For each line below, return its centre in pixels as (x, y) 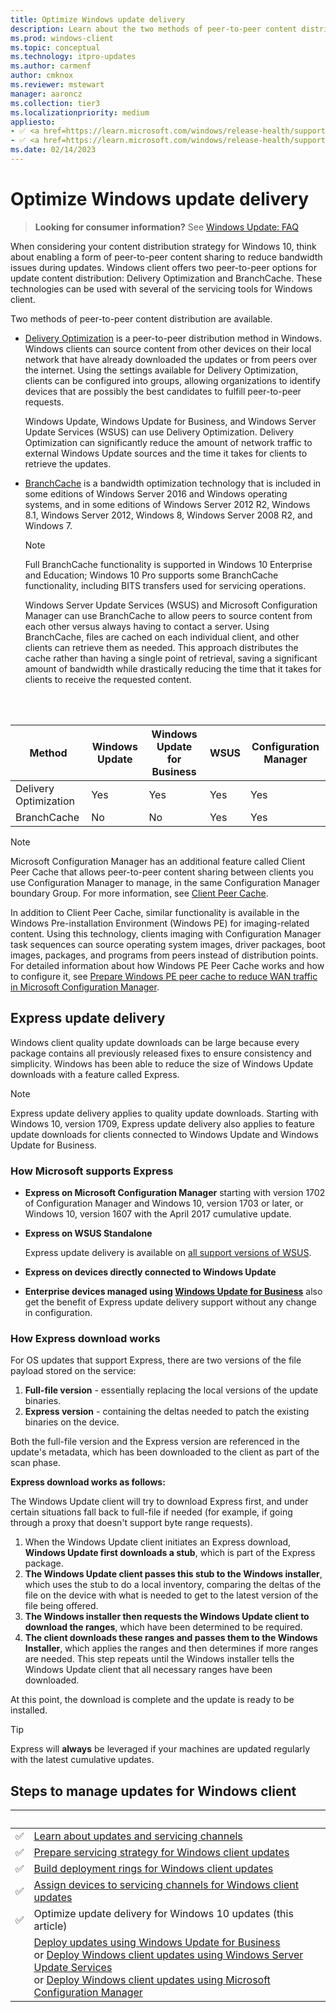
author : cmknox (42, 76)
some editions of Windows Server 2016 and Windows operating (156, 493)
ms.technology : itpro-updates (73, 57)
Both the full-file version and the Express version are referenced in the (155, 1442)
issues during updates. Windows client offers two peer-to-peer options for (163, 267)
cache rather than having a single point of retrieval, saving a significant (171, 658)
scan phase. (35, 1463)
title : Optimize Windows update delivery (98, 19)
